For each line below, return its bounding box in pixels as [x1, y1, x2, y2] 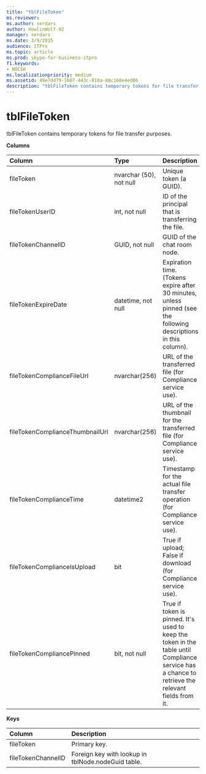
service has [162, 660, 196, 669]
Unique [162, 166, 184, 175]
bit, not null [114, 649, 147, 657]
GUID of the [162, 233, 197, 241]
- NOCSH [6, 66, 26, 72]
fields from [162, 691, 194, 700]
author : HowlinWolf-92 [6, 26, 64, 33]
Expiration [162, 258, 192, 266]
